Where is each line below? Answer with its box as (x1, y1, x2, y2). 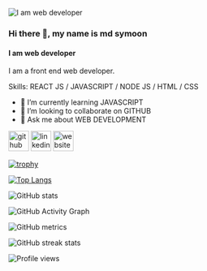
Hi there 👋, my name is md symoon (8, 28, 148, 39)
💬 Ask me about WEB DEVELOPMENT (19, 114, 147, 125)
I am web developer (8, 48, 76, 58)
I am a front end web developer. (8, 66, 115, 76)
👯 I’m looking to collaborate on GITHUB (19, 106, 152, 116)
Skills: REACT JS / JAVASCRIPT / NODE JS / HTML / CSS (8, 82, 199, 92)
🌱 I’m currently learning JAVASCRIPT (19, 97, 144, 107)
